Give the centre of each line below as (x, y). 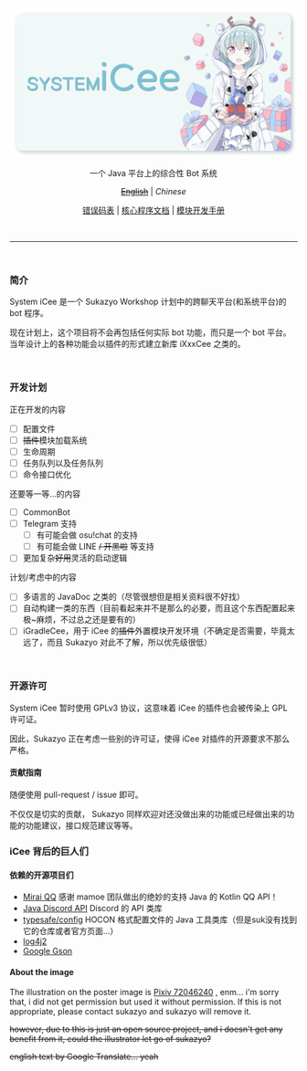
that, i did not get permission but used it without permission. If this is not (145, 1002)
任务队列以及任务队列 (63, 463)
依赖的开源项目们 (42, 875)
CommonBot (46, 512)
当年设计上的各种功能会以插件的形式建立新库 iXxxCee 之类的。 (127, 344)
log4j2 (35, 941)
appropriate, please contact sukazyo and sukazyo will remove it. (130, 1012)
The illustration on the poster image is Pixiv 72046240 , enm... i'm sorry (144, 992)
